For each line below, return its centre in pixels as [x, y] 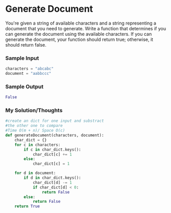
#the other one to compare [34, 126]
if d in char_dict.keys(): [52, 178]
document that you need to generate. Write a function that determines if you [86, 28]
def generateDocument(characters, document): [55, 135]
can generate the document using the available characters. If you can [79, 34]
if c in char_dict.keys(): [52, 150]
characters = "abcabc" [29, 69]
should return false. [26, 45]
